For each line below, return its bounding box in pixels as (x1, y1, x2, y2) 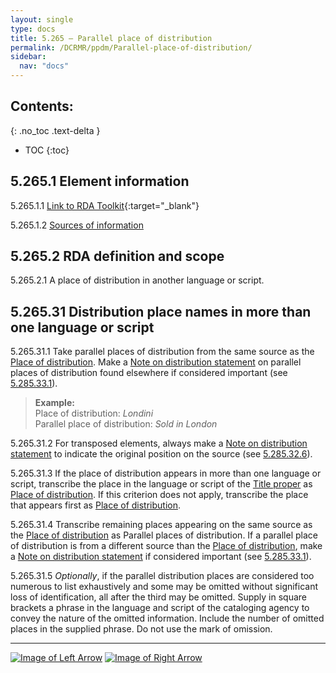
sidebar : (10, 52, 47, 62)
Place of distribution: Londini (34, 407, 154, 420)
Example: (34, 397, 75, 409)
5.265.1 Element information (10, 173, 190, 190)
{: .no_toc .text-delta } (10, 124, 101, 136)
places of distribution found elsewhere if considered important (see (10, 367, 288, 379)
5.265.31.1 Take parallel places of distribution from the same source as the (10, 346, 315, 358)
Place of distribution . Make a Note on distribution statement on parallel (10, 356, 302, 368)
